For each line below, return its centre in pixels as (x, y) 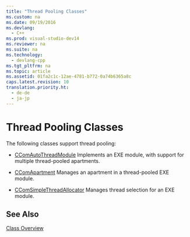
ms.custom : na (23, 17)
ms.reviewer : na (26, 44)
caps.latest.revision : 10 (37, 82)
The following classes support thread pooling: (61, 143)
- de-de (21, 93)
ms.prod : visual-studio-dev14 (43, 39)
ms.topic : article (28, 71)
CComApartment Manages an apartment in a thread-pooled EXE (92, 172)
